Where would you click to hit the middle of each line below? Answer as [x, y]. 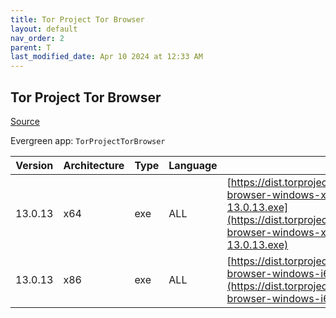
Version [34, 165]
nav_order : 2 [37, 38]
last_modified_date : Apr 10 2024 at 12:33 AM [106, 57]
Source [25, 121]
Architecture [94, 165]
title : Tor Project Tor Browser [77, 19]
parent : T [31, 47]
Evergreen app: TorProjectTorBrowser [88, 140]
